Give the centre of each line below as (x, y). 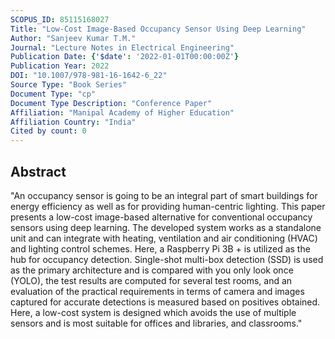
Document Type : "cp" (53, 94)
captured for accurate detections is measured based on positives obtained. (165, 302)
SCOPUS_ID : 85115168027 (60, 19)
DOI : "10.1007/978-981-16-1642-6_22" (89, 76)
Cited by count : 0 (48, 131)
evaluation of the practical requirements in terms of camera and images (157, 291)
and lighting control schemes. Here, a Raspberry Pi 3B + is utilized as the (160, 248)
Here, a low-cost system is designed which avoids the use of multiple (153, 312)
